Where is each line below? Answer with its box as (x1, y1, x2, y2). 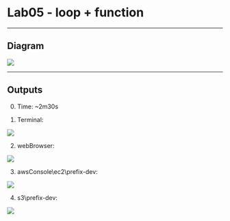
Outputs (7, 84, 43, 96)
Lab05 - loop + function (7, 5, 144, 20)
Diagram (7, 40, 44, 52)
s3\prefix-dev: (16, 193, 58, 202)
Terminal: (16, 115, 44, 123)
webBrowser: (16, 141, 55, 149)
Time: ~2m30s (16, 102, 59, 110)
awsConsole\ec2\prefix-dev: (16, 167, 98, 175)
